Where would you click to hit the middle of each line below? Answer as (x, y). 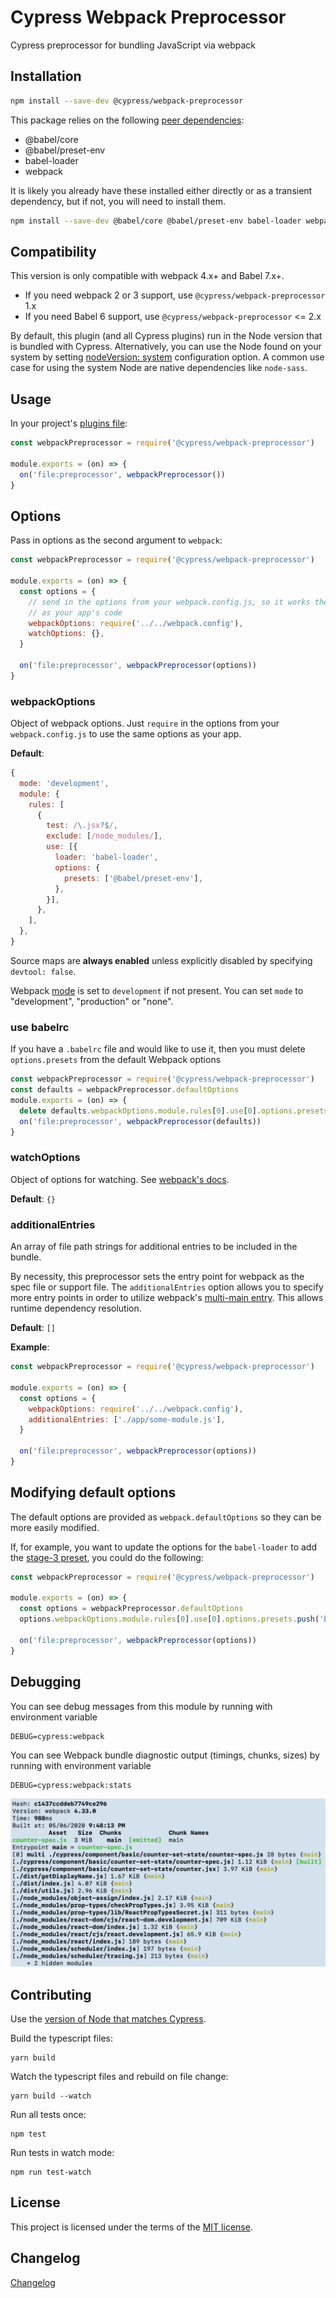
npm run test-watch (51, 2172)
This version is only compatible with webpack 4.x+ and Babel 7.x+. (147, 276)
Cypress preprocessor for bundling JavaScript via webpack (133, 45)
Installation (46, 76)
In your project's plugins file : (69, 423)
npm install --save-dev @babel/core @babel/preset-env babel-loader (156, 221)
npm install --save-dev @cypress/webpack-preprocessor (127, 101)
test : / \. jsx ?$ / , (82, 826)
